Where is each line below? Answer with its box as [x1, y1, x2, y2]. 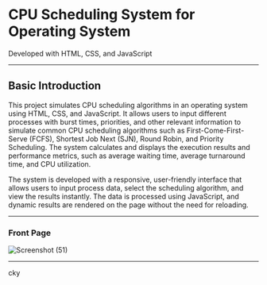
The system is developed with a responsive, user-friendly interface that [8, 175, 242, 184]
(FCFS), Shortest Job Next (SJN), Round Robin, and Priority [29, 133, 224, 144]
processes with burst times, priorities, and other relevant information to [8, 117, 241, 126]
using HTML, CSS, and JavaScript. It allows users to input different [8, 109, 226, 118]
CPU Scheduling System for [8, 6, 195, 24]
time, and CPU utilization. [8, 159, 91, 168]
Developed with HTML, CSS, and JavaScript [8, 48, 153, 58]
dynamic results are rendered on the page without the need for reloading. [8, 200, 249, 210]
